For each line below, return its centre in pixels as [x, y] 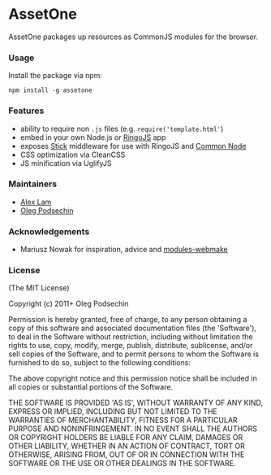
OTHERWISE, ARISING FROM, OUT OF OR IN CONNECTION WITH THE [127, 455]
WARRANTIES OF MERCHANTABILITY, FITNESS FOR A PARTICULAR [123, 421]
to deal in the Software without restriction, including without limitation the [131, 337]
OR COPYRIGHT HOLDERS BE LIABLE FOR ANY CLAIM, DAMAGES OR [126, 438]
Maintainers [33, 184]
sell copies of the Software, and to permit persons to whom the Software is [134, 354]
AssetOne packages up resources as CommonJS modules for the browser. [133, 37]
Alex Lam [36, 202]
